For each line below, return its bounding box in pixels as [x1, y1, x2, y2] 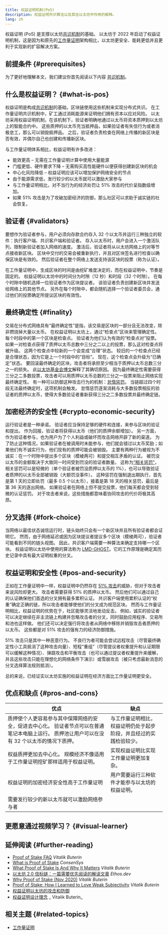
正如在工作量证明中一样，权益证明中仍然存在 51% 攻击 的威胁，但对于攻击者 [5, 583, 161, 589]
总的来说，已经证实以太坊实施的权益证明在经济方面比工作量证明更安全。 [5, 673, 154, 679]
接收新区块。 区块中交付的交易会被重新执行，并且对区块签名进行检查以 [9, 250, 155, 256]
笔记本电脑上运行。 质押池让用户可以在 [7, 730, 99, 737]
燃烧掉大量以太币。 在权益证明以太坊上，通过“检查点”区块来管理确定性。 [9, 329, 159, 335]
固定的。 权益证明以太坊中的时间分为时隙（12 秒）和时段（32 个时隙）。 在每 [5, 273, 162, 279]
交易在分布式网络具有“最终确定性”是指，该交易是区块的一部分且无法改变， [5, 322, 158, 329]
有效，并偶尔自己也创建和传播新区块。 [9, 136, 88, 141]
